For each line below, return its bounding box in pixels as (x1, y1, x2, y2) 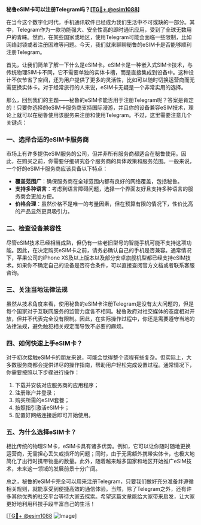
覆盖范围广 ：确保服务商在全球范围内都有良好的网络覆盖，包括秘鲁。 (14, 178, 183, 185)
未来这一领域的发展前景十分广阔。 (16, 465, 100, 472)
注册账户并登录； (14, 389, 57, 396)
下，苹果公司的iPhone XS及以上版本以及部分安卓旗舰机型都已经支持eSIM (6, 254, 186, 261)
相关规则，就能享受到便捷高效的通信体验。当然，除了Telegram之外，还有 (6, 485, 187, 493)
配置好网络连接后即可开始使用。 (14, 412, 94, 419)
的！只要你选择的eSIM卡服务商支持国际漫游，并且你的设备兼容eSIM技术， (6, 104, 189, 111)
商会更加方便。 (20, 193, 57, 200)
